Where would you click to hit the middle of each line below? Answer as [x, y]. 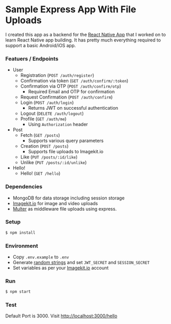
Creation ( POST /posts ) [44, 146]
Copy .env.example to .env [41, 257]
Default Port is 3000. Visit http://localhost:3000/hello [61, 316]
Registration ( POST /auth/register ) [57, 75]
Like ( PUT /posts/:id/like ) [49, 157]
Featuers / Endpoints [32, 58]
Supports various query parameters [66, 141]
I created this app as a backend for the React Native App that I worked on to [85, 34]
